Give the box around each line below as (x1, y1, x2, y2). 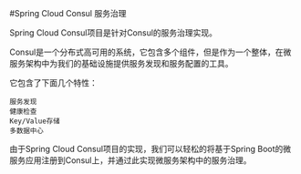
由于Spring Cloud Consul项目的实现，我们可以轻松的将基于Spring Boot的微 (9, 144, 292, 154)
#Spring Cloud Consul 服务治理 (9, 8, 127, 18)
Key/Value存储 (9, 117, 61, 126)
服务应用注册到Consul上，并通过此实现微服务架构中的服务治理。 (9, 155, 252, 166)
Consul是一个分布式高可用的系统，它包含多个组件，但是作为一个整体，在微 (9, 46, 292, 57)
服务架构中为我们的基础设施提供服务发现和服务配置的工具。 (9, 58, 234, 68)
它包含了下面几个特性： (9, 77, 98, 88)
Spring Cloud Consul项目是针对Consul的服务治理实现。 (9, 27, 217, 38)
